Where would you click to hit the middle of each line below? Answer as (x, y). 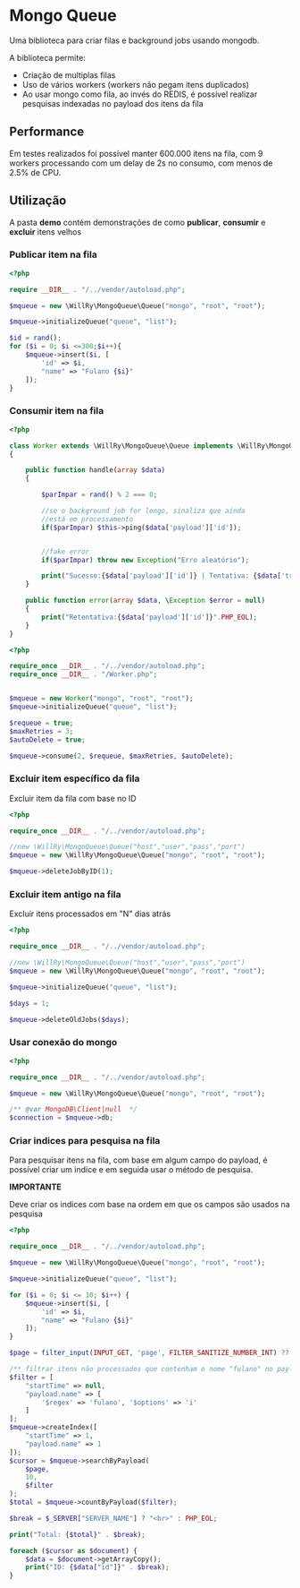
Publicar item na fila (54, 254)
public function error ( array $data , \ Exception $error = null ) (146, 601)
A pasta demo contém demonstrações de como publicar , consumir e (137, 222)
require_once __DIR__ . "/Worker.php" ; (83, 674)
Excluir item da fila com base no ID (73, 798)
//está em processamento (87, 519)
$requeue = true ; (42, 723)
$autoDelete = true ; (48, 740)
